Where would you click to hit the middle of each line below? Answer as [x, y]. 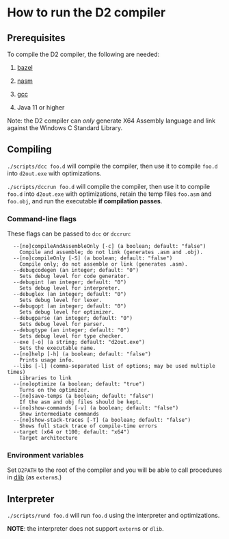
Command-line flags [42, 218]
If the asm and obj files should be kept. [81, 402]
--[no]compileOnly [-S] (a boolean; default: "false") [93, 258]
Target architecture [49, 438]
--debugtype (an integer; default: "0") [71, 330]
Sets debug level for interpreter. [70, 288]
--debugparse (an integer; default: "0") [73, 318]
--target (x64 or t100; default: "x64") [71, 432]
